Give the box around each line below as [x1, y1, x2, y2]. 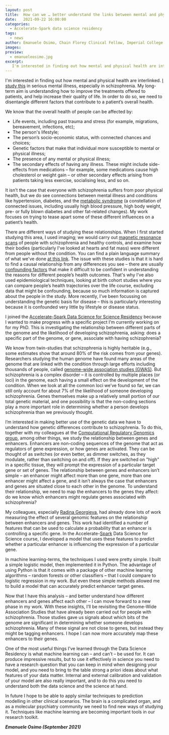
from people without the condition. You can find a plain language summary [5, 251, 160, 257]
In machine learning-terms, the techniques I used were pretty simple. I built [5, 557, 161, 563]
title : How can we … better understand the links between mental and [5, 12, 156, 17]
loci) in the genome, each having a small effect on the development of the [5, 377, 158, 383]
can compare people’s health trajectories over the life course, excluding [5, 283, 154, 289]
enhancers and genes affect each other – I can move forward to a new [5, 598, 151, 604]
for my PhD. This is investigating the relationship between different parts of [5, 325, 161, 331]
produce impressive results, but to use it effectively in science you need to [5, 656, 160, 662]
